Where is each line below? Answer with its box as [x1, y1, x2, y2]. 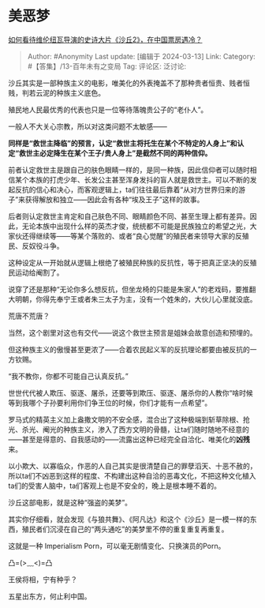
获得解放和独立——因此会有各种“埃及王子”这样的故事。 [24, 194, 204, 204]
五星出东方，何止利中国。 [8, 591, 91, 601]
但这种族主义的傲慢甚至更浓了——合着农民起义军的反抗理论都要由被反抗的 [8, 344, 250, 354]
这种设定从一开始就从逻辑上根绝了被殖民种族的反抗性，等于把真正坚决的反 [8, 257, 250, 267]
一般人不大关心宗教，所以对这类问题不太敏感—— [8, 122, 167, 131]
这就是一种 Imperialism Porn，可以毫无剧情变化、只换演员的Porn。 [8, 541, 226, 550]
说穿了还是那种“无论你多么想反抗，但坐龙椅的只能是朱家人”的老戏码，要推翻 [8, 284, 256, 294]
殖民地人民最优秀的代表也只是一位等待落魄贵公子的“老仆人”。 [8, 104, 208, 114]
